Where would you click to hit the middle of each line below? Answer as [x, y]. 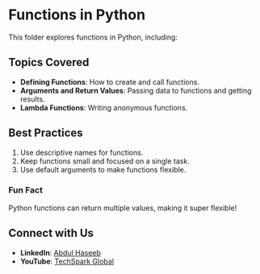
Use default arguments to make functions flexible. [103, 169]
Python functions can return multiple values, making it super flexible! [123, 208]
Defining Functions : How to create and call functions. [110, 81]
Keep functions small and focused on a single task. [105, 161]
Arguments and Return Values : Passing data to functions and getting [136, 90]
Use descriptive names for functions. [82, 152]
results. [33, 99]
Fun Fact [25, 190]
